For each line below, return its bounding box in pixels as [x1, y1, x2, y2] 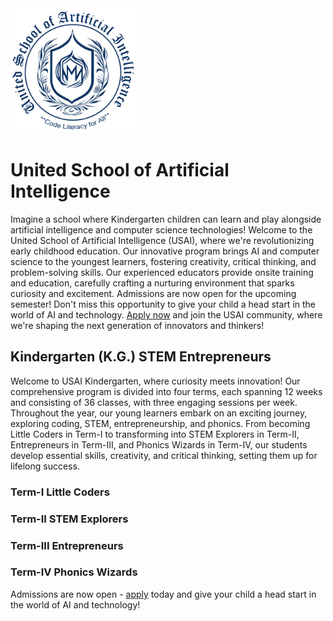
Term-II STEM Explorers [10, 512, 129, 526]
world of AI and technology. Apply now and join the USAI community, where [10, 308, 323, 321]
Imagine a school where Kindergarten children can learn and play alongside [10, 213, 322, 225]
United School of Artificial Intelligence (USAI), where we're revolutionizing [10, 234, 315, 246]
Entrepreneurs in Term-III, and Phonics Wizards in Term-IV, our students [10, 438, 308, 451]
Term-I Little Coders [10, 485, 110, 499]
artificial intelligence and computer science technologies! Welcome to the [10, 223, 313, 236]
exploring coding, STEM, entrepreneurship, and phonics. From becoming [10, 417, 311, 429]
